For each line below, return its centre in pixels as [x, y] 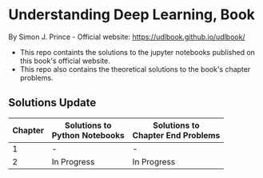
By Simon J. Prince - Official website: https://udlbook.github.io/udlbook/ [127, 37]
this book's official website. [65, 61]
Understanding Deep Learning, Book [132, 15]
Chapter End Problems [176, 135]
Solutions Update [52, 103]
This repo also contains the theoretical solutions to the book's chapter [135, 69]
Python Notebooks [88, 135]
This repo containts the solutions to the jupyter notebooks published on [137, 52]
